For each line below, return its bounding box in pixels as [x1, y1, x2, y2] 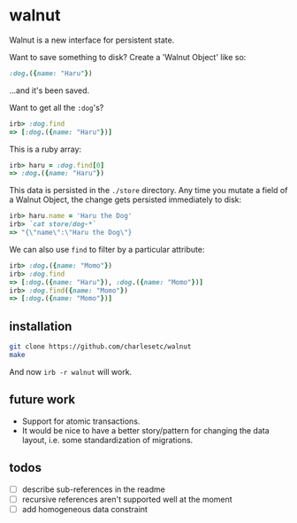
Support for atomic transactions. [21, 416, 141, 426]
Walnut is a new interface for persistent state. [9, 35, 175, 45]
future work [9, 392, 76, 408]
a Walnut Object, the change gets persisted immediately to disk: [9, 194, 242, 205]
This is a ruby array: [9, 144, 82, 154]
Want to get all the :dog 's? [9, 102, 104, 113]
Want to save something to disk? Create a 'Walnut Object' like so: [9, 51, 247, 62]
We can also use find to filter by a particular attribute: [9, 244, 205, 254]
